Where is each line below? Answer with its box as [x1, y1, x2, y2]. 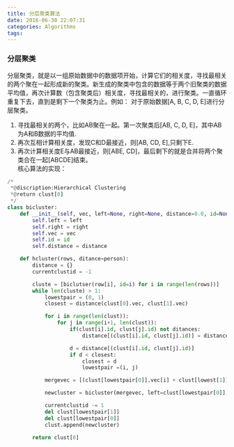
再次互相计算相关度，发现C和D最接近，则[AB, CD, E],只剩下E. [17, 138, 194, 146]
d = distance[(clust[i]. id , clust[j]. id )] [69, 345, 195, 352]
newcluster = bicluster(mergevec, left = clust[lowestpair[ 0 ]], [44, 389, 229, 397]
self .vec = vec [32, 230, 77, 237]
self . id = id [32, 236, 70, 244]
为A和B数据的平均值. [17, 130, 77, 138]
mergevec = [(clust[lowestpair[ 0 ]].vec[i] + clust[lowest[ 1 [44, 377, 223, 384]
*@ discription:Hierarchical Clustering [10, 185, 127, 191]
